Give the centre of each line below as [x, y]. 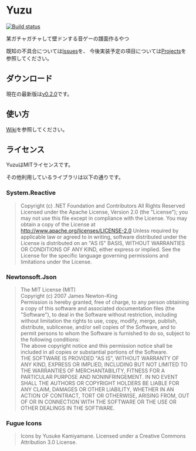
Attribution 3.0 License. [49, 442]
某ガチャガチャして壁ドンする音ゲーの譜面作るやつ [68, 38]
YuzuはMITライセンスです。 [40, 165]
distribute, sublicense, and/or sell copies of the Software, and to [98, 327]
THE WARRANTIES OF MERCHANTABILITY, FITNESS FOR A [93, 371]
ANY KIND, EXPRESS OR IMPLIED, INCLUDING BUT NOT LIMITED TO [104, 364]
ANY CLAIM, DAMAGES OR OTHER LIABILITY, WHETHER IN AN [97, 389]
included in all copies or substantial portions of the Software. [94, 352]
